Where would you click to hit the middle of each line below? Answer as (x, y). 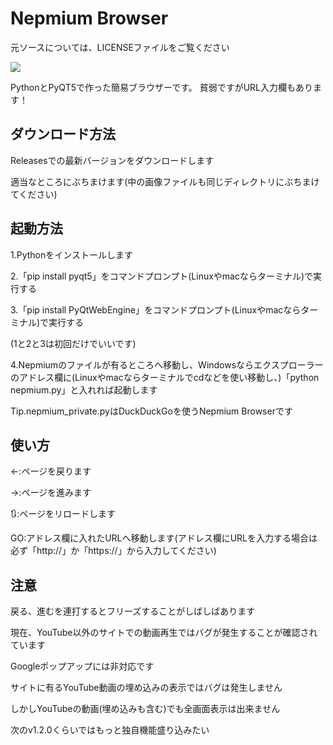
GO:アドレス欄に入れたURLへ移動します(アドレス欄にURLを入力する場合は (164, 538)
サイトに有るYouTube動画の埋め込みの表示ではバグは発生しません (146, 688)
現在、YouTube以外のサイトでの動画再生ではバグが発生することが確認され (164, 633)
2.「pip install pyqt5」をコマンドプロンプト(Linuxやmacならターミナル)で (162, 276)
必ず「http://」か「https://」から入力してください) (113, 551)
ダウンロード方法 (63, 134)
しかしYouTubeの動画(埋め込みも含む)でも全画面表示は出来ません (145, 709)
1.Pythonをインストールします (71, 254)
